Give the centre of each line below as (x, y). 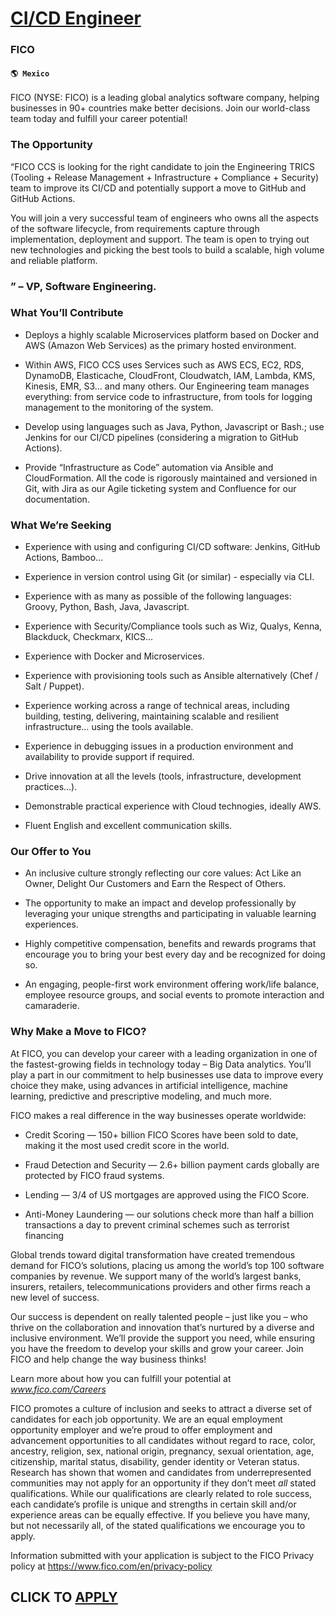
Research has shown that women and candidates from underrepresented (161, 1472)
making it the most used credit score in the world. (127, 1145)
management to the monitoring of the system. (119, 407)
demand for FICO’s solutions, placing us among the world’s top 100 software (167, 1265)
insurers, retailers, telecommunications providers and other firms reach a (160, 1286)
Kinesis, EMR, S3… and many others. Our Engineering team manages (167, 386)
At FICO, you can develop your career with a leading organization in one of (164, 1053)
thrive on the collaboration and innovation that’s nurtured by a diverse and (162, 1327)
